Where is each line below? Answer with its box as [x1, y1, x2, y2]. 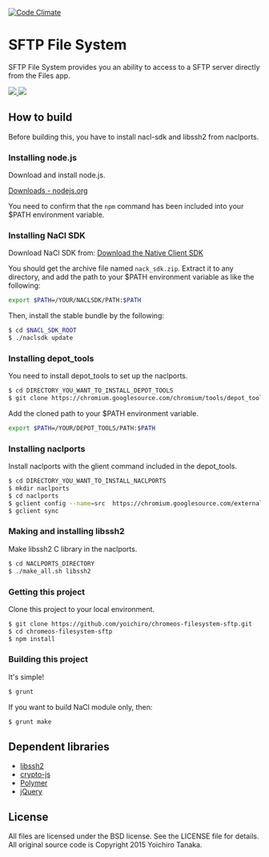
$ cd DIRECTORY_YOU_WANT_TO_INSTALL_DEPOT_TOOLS [8, 386, 174, 395]
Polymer [19, 778, 48, 788]
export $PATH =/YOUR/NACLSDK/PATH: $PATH [8, 296, 142, 304]
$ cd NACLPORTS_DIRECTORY [8, 559, 94, 568]
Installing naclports [8, 443, 86, 454]
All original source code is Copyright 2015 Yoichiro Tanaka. [8, 840, 203, 850]
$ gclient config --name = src [8, 499, 106, 508]
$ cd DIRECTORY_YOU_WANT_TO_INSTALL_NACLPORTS [8, 477, 167, 485]
